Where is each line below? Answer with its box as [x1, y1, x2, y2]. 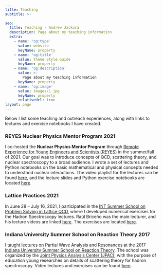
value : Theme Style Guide [18, 57, 71, 62]
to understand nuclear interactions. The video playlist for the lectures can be [5, 170, 159, 176]
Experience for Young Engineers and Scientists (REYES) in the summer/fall [5, 149, 154, 155]
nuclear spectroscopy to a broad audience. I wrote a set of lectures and [5, 159, 149, 165]
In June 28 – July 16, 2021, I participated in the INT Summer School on [5, 203, 146, 209]
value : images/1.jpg [18, 89, 60, 93]
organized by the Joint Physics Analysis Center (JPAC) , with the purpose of [5, 252, 157, 258]
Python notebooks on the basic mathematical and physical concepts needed [5, 164, 159, 170]
